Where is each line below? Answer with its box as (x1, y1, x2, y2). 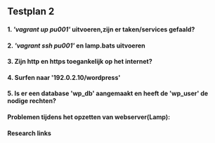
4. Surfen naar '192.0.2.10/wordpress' (7, 73, 121, 81)
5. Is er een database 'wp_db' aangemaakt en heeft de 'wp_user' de (7, 89, 209, 97)
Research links (7, 129, 51, 137)
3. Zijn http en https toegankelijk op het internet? (7, 57, 152, 66)
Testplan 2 (7, 6, 55, 18)
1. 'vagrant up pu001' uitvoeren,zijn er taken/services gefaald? (7, 25, 195, 34)
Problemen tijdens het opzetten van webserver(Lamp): (7, 112, 171, 121)
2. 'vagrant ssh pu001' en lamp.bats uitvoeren (7, 41, 145, 50)
